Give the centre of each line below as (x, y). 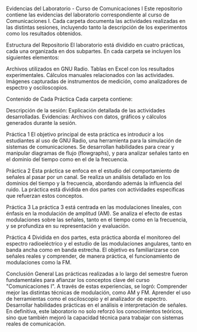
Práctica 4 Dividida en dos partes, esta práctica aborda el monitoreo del (93, 237)
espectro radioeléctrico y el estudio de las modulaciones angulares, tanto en (99, 243)
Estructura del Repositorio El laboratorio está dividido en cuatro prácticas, (96, 45)
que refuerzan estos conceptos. (45, 196)
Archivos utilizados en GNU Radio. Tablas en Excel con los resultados (90, 69)
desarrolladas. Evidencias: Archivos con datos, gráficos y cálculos (86, 117)
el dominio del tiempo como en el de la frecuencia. (67, 159)
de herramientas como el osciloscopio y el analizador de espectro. (87, 299)
